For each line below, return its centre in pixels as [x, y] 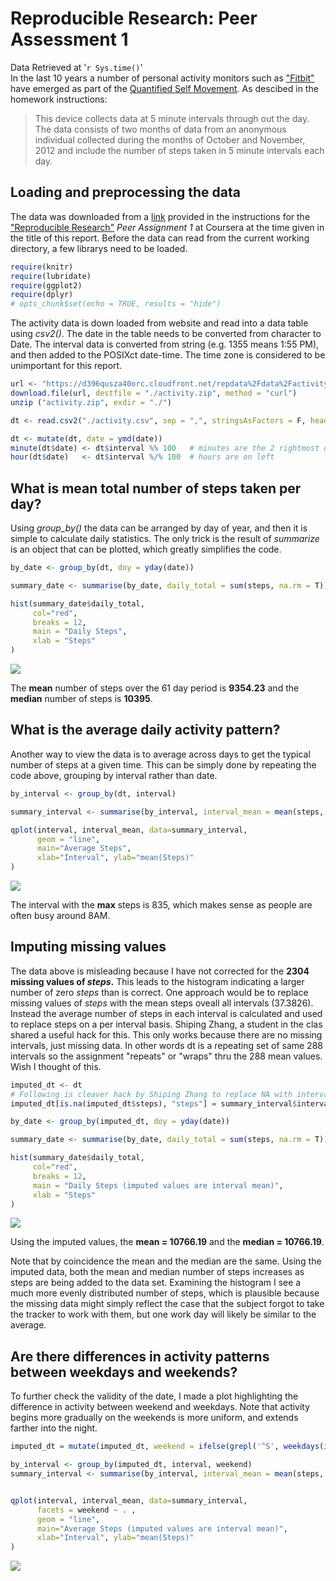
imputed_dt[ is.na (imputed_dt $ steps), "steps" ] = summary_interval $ [154, 1103]
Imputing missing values [88, 947]
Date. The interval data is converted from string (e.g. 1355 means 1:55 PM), [165, 344]
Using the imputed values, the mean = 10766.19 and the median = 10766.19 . [167, 1242]
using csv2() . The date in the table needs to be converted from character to [166, 334]
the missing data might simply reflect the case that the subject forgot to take [167, 1304]
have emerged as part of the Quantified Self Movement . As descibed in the [164, 88]
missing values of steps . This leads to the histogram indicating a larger [157, 981]
